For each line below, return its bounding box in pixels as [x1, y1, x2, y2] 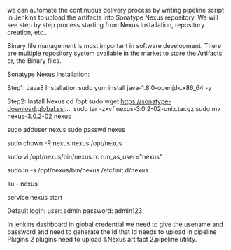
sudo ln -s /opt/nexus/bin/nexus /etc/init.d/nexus [7, 166, 149, 174]
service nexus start [7, 193, 63, 201]
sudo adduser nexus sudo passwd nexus [7, 126, 126, 133]
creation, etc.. [7, 28, 48, 36]
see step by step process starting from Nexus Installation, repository [7, 21, 205, 29]
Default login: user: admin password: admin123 [7, 207, 143, 215]
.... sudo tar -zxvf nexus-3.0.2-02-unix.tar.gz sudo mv [64, 105, 221, 112]
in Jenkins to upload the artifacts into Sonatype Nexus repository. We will [7, 13, 218, 22]
